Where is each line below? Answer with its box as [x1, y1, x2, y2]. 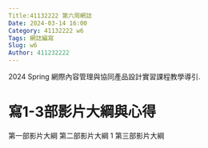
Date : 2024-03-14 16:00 [8, 19, 88, 27]
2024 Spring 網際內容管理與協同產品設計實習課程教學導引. [8, 72, 201, 81]
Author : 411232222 [8, 49, 70, 57]
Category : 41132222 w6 [8, 26, 84, 34]
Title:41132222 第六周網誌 [8, 11, 92, 20]
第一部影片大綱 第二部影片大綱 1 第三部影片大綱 [8, 130, 165, 140]
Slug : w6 [8, 42, 38, 50]
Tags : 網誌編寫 [8, 34, 54, 42]
